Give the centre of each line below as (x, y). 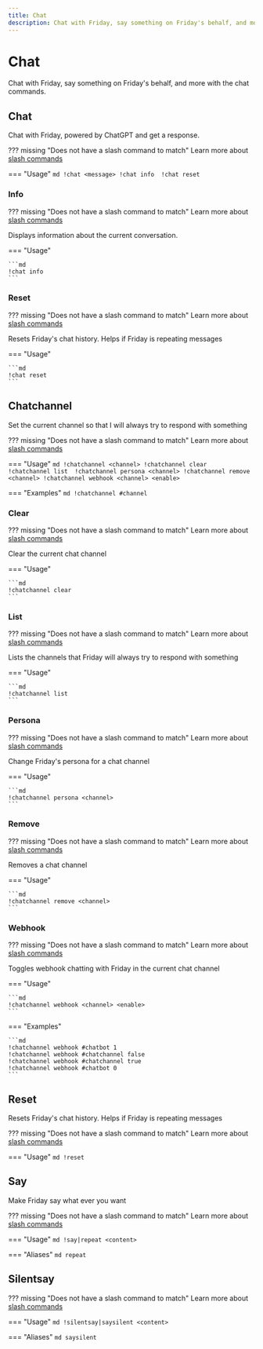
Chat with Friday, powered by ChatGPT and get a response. (104, 135)
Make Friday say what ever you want (67, 1200)
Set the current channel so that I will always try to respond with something (128, 425)
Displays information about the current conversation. (93, 235)
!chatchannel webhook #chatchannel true (75, 1062)
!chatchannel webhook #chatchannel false (77, 1055)
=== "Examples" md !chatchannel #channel (78, 492)
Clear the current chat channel (58, 554)
